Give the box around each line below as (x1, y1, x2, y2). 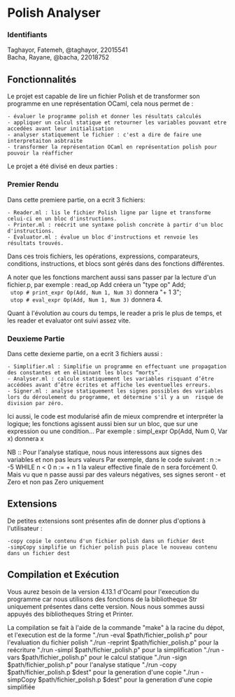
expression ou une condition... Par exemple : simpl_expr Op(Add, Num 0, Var (7, 427, 228, 435)
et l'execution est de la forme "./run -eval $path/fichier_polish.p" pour (7, 631, 208, 639)
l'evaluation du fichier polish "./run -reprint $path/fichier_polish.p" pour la (7, 638, 219, 647)
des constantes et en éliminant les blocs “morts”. (7, 369, 161, 376)
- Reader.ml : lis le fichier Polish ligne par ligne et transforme (7, 209, 211, 216)
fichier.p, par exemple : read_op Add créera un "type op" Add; (7, 280, 186, 288)
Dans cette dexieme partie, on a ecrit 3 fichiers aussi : (7, 349, 163, 358)
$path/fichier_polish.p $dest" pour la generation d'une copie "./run (7, 668, 199, 676)
